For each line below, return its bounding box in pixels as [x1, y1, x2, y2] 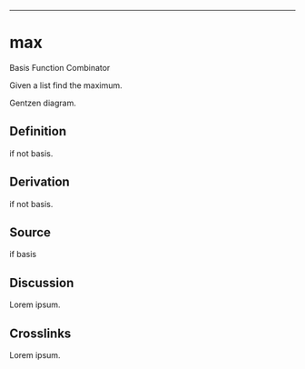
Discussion [9, 274, 74, 291]
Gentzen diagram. [9, 97, 77, 108]
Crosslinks [9, 325, 72, 341]
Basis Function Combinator [9, 62, 111, 73]
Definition [9, 124, 66, 139]
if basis [9, 249, 37, 260]
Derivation [9, 175, 70, 190]
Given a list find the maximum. [9, 79, 123, 91]
